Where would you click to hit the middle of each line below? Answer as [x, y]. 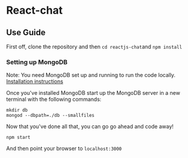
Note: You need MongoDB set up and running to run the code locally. [91, 75]
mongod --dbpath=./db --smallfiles [50, 116]
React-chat [35, 10]
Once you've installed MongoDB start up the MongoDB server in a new [93, 93]
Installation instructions [35, 82]
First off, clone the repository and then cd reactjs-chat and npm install [94, 47]
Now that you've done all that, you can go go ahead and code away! [90, 126]
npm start [19, 138]
